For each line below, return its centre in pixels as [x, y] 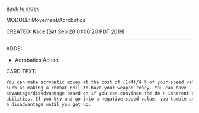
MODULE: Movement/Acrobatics [46, 20]
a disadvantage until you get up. [49, 104]
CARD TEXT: [21, 71]
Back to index [23, 9]
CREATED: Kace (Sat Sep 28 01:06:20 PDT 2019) [66, 31]
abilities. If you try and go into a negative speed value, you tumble [96, 99]
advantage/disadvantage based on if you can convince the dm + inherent [98, 93]
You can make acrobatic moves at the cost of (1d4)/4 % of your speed [95, 82]
